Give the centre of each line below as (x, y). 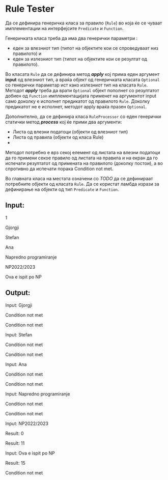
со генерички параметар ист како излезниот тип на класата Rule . (77, 85)
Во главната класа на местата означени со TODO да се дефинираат (79, 178)
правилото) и (27, 53)
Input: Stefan (19, 334)
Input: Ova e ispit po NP (30, 453)
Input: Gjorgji (19, 305)
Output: (18, 293)
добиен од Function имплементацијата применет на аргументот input (81, 96)
